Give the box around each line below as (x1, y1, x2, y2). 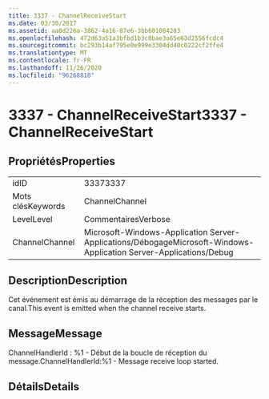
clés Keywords (12, 200, 66, 212)
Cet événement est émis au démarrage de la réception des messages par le (8, 295, 259, 304)
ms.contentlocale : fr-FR (8, 57, 91, 65)
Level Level (12, 213, 53, 224)
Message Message (8, 326, 102, 341)
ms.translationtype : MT (8, 49, 88, 57)
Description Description (8, 274, 128, 288)
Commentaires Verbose (83, 213, 171, 224)
